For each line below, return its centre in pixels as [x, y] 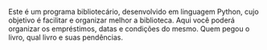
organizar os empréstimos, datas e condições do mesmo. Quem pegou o [129, 29]
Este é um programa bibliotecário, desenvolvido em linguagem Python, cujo [133, 12]
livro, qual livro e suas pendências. [66, 37]
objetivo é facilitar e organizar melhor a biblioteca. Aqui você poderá [122, 20]
